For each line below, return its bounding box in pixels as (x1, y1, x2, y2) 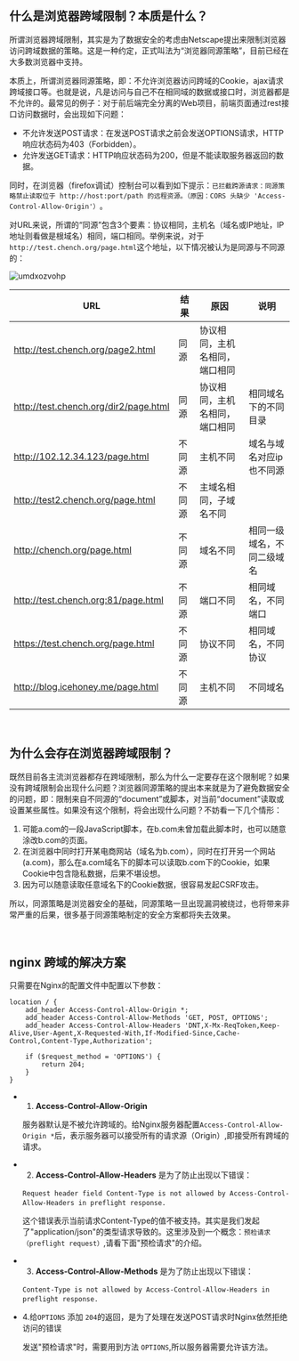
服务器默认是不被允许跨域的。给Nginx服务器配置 (21, 1119, 200, 1130)
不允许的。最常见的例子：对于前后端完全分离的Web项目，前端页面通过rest (9, 97, 282, 108)
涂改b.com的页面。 (21, 834, 93, 845)
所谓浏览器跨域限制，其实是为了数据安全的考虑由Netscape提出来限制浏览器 (9, 34, 287, 45)
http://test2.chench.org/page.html (13, 493, 156, 506)
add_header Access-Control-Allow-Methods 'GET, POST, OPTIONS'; (25, 1014, 269, 1023)
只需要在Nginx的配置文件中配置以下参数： (9, 980, 164, 991)
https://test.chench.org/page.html (13, 636, 155, 649)
